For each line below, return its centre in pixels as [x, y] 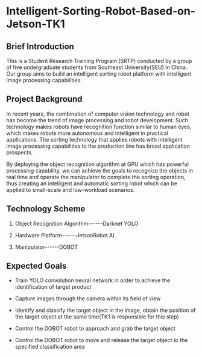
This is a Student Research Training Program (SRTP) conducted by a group [99, 61]
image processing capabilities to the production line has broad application [98, 146]
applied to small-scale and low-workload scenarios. [71, 190]
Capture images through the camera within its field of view [88, 298]
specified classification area [50, 347]
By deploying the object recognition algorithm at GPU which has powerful [97, 164]
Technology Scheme [46, 209]
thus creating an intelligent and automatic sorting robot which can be [92, 183]
